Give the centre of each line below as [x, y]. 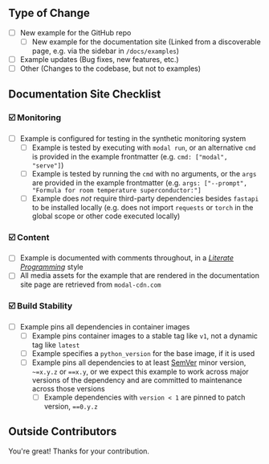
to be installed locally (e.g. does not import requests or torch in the [143, 207]
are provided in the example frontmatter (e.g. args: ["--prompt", [139, 182]
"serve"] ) [48, 165]
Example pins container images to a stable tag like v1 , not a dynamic [145, 336]
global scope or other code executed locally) [106, 216]
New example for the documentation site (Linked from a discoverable [146, 41]
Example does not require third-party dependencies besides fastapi [145, 198]
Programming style [51, 267]
